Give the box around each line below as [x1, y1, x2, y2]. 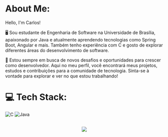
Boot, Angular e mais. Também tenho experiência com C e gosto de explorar [5, 42, 163, 48]
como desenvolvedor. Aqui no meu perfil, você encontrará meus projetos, [5, 62, 157, 68]
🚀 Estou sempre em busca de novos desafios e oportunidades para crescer [5, 57, 161, 63]
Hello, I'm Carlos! [5, 19, 41, 25]
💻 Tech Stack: [5, 91, 67, 103]
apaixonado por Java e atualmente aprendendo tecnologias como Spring [5, 36, 156, 42]
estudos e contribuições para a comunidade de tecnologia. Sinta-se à [5, 67, 149, 73]
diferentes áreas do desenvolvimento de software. [5, 47, 109, 53]
